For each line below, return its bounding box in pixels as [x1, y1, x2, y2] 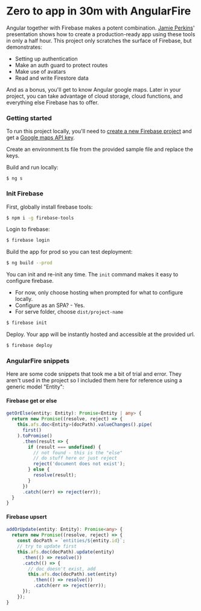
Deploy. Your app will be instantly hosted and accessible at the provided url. [6, 331, 195, 338]
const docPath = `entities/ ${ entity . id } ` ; [17, 538, 126, 544]
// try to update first [17, 543, 77, 549]
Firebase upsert [6, 513, 47, 520]
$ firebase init [6, 320, 47, 326]
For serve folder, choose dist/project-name [14, 308, 124, 315]
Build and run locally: [6, 164, 59, 171]
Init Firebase [6, 189, 43, 198]
